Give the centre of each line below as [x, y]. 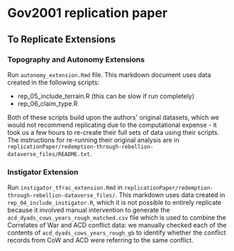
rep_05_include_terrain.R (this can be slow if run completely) [106, 96]
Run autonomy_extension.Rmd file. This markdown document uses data [109, 74]
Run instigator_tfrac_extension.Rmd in [65, 188]
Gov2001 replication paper [88, 13]
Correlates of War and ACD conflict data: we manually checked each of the [117, 225]
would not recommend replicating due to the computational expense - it [112, 125]
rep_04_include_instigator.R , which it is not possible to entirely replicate [115, 203]
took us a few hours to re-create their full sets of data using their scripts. [113, 132]
